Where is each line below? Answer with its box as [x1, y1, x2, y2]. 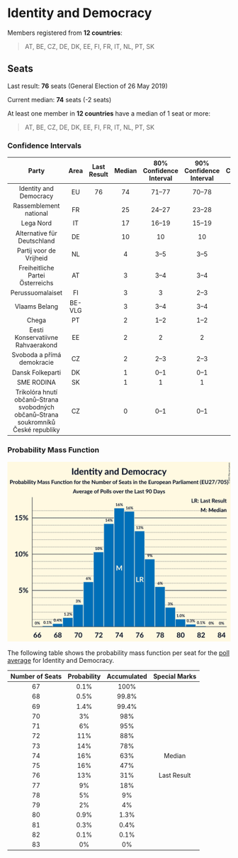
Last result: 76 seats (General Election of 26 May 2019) [7, 82, 168, 90]
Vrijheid [25, 253, 48, 262]
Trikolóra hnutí [15, 388, 58, 397]
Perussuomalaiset [10, 289, 62, 297]
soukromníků [17, 418, 55, 427]
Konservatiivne [14, 334, 59, 342]
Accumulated [106, 672, 147, 681]
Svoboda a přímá [11, 351, 62, 359]
